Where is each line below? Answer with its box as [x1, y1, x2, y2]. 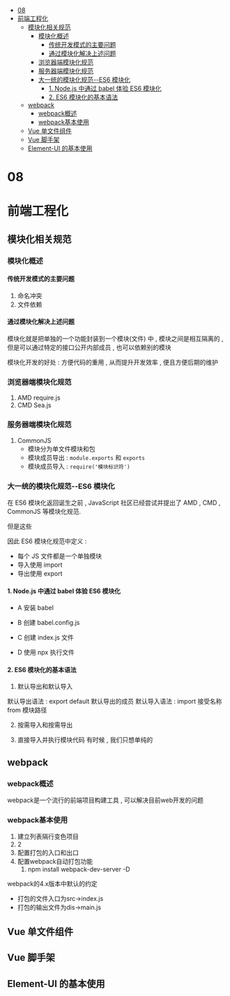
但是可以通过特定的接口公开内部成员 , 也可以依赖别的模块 [7, 343, 171, 352]
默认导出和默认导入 [17, 682, 73, 691]
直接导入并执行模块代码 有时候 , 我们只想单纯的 [17, 736, 153, 744]
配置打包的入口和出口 [17, 848, 79, 857]
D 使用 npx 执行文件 [17, 648, 75, 657]
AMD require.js [17, 393, 61, 402]
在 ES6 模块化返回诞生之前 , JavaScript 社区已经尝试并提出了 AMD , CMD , [7, 498, 221, 507]
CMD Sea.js [17, 401, 52, 409]
